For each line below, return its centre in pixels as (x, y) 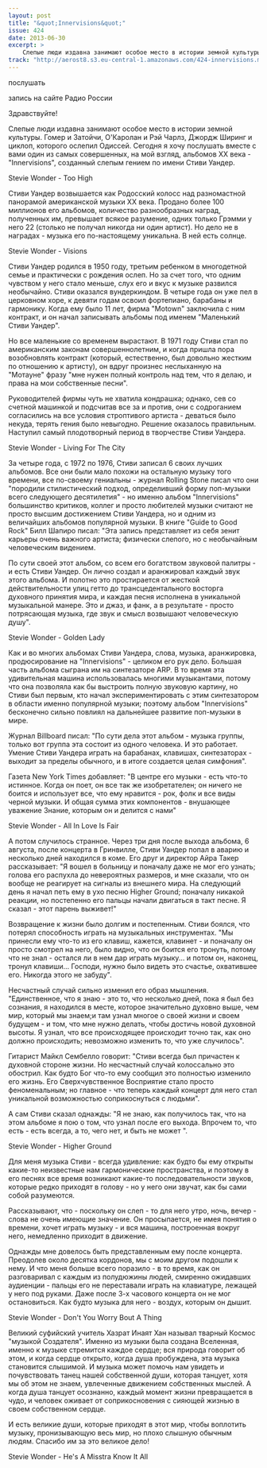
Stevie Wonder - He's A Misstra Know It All (78, 1456)
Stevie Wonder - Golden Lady (57, 637)
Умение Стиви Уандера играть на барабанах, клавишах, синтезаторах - (130, 753)
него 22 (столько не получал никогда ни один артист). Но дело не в (123, 227)
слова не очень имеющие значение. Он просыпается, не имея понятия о (132, 1219)
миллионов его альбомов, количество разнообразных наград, (114, 210)
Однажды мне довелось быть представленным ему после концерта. (125, 1251)
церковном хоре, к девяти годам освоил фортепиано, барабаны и (120, 300)
